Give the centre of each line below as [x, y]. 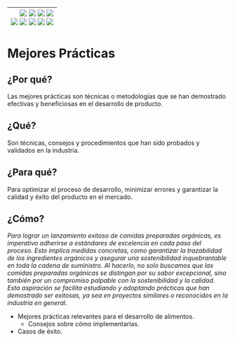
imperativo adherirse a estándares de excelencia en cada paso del [105, 243]
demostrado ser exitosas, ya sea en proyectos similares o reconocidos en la [117, 295]
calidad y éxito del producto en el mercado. [70, 197]
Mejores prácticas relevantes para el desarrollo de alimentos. [106, 316]
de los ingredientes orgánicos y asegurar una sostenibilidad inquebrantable [117, 258]
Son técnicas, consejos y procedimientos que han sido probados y [103, 143]
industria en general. [38, 303]
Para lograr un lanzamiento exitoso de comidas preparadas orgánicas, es [114, 236]
